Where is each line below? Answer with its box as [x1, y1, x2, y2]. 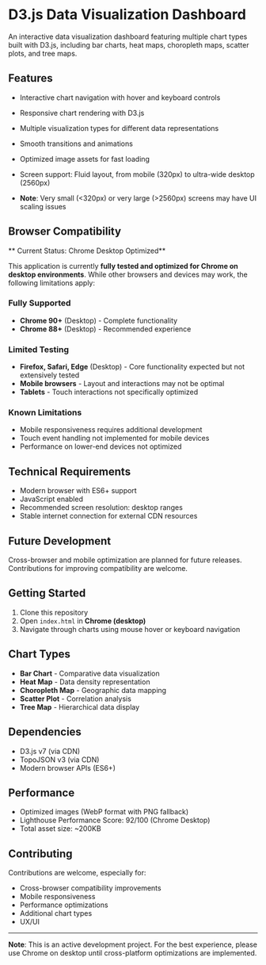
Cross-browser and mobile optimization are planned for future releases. [8, 555, 242, 565]
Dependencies [8, 726, 82, 739]
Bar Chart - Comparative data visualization [19, 668, 160, 678]
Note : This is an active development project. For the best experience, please [8, 940, 257, 949]
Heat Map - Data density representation [19, 676, 150, 687]
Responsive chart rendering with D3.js [19, 108, 145, 117]
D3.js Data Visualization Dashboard [8, 6, 247, 24]
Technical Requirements [8, 465, 131, 478]
